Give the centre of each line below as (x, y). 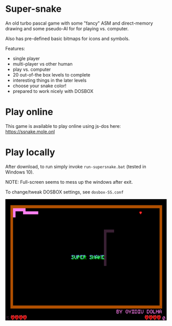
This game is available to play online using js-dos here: (63, 126)
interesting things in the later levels (50, 80)
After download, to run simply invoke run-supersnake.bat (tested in (76, 166)
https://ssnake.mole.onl (30, 131)
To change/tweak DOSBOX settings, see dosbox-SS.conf (64, 192)
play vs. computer (32, 69)
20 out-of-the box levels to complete (51, 74)
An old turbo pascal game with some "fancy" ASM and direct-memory (79, 23)
